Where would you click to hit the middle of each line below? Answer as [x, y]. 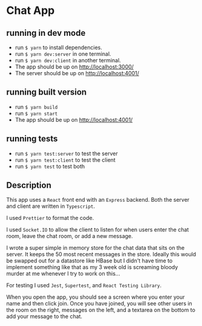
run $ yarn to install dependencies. [59, 47]
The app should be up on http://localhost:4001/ [74, 119]
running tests [32, 139]
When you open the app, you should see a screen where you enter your [96, 297]
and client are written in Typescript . [51, 206]
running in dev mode [46, 33]
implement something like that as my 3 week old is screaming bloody [92, 267]
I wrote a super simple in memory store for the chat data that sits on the [96, 248]
